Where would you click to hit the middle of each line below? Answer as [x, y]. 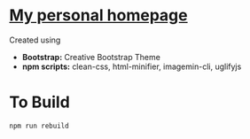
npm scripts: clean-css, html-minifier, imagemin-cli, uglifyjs [132, 66]
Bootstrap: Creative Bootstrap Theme [91, 57]
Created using [35, 40]
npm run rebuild [39, 126]
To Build [40, 102]
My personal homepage [98, 15]
